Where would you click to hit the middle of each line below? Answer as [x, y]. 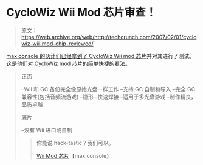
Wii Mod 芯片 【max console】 [74, 155]
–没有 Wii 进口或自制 [47, 130]
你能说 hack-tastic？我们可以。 [75, 143]
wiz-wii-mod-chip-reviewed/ [57, 44]
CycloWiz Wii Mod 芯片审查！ [81, 12]
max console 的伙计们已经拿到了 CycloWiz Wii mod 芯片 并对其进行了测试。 [101, 56]
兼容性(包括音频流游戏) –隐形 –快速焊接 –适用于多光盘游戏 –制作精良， [108, 97]
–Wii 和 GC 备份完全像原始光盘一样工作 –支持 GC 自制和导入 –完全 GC [108, 89]
